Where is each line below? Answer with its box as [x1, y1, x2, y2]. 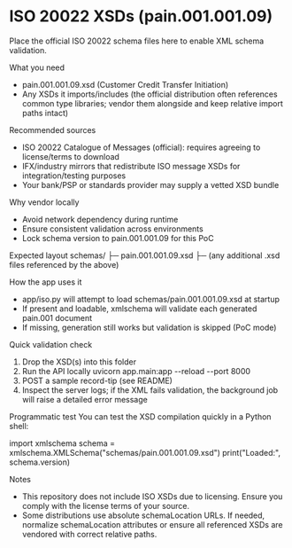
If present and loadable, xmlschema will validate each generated [21, 303, 257, 314]
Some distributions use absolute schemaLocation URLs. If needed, [21, 510, 265, 521]
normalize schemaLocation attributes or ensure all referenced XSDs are [21, 519, 283, 529]
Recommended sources [9, 124, 96, 135]
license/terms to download [21, 151, 119, 161]
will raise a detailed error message [21, 394, 148, 404]
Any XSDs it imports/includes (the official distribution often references [21, 89, 278, 99]
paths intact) [21, 107, 69, 118]
